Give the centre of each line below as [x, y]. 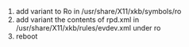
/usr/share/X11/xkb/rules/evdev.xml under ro [88, 28]
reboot [27, 36]
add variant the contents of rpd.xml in [77, 20]
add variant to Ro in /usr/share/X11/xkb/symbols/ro [98, 11]
